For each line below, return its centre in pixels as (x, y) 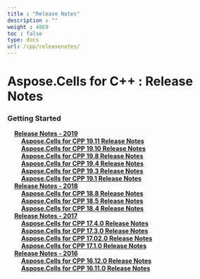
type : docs (23, 40)
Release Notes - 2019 (46, 134)
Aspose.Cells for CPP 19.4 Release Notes (82, 163)
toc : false (25, 33)
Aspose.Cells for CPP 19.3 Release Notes (82, 171)
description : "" (33, 20)
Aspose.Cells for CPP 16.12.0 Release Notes (86, 261)
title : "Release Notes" (44, 14)
